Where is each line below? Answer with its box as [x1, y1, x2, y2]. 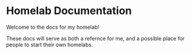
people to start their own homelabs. [6, 41, 93, 48]
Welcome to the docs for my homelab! [6, 23, 100, 31]
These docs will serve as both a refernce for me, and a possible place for [6, 35, 185, 42]
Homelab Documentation [6, 4, 132, 18]
